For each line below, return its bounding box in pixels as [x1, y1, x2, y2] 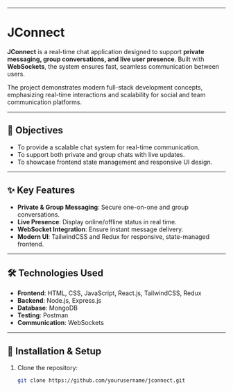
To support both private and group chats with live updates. [17, 150, 185, 158]
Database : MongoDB [17, 303, 78, 313]
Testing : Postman [17, 311, 69, 319]
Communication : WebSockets [17, 319, 104, 327]
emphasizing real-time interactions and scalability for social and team [7, 90, 206, 99]
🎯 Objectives [7, 124, 64, 136]
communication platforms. [7, 98, 82, 106]
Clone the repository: [17, 364, 78, 372]
